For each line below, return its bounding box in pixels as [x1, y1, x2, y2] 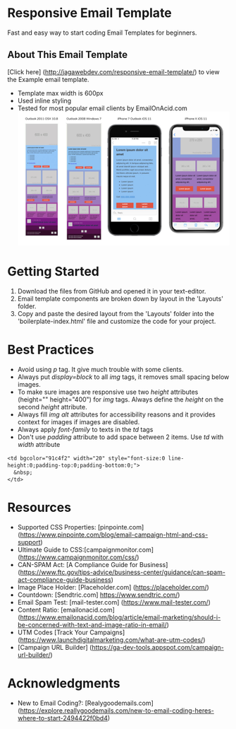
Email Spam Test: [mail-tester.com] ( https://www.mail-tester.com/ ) [17, 598, 211, 607]
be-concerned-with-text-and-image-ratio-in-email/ [17, 621, 167, 629]
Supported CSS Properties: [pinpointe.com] [17, 523, 144, 532]
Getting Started [7, 264, 100, 280]
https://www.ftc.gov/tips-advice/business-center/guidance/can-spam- [20, 568, 225, 577]
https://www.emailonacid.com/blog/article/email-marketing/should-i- [20, 613, 221, 622]
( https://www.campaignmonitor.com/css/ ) [17, 553, 139, 561]
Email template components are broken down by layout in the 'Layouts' [17, 295, 224, 303]
